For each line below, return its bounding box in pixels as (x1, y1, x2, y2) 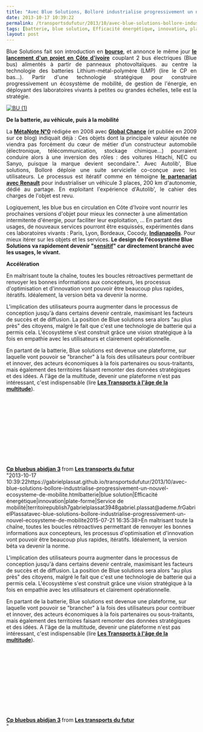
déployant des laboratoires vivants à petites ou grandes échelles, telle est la (6, 86, 197, 94)
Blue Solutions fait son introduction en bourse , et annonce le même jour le (6, 48, 197, 55)
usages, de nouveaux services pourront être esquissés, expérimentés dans (6, 223, 194, 230)
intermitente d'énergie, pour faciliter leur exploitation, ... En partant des (6, 217, 182, 224)
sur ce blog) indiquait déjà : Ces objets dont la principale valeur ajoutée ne (6, 134, 197, 142)
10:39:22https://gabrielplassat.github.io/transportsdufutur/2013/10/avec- (6, 478, 187, 486)
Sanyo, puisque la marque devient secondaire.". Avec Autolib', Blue (6, 160, 197, 167)
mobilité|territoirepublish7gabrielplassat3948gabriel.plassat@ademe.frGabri (6, 504, 196, 511)
